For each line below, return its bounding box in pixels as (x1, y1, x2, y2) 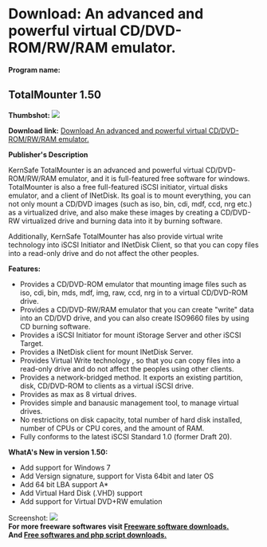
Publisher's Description (8, 149, 88, 159)
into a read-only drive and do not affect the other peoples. (8, 248, 199, 258)
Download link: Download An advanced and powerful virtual (8, 125, 207, 136)
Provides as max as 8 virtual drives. (19, 389, 137, 399)
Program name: (8, 65, 61, 74)
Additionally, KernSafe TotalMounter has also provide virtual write (8, 231, 223, 241)
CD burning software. (19, 321, 91, 331)
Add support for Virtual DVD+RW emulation (19, 496, 163, 506)
